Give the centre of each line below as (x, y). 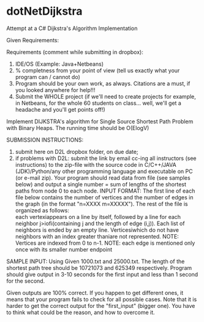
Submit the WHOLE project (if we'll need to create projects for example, (105, 96)
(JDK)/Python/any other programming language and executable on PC (104, 171)
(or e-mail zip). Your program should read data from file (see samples (103, 178)
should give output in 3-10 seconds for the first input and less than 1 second (102, 274)
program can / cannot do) (48, 77)
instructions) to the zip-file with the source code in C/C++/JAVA (96, 164)
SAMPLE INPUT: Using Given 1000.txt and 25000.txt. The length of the (96, 261)
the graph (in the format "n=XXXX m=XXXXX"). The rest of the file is (101, 204)
